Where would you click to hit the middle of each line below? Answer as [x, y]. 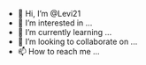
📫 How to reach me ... [58, 51]
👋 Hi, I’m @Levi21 [49, 14]
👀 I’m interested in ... [55, 23]
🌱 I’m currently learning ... [65, 32]
